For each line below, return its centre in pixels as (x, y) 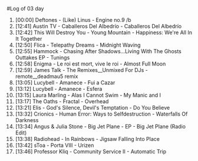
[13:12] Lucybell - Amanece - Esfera (59, 89)
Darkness (27, 120)
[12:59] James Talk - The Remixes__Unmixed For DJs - (81, 70)
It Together (29, 39)
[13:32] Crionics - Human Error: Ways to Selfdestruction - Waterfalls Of (101, 114)
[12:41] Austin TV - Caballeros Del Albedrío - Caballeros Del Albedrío (98, 26)
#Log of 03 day (25, 9)
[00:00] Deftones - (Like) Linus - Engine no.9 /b (73, 20)
